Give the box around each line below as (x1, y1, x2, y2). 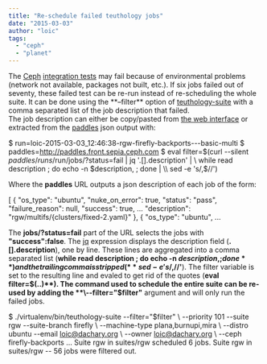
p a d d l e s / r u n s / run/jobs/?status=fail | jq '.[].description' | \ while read (8, 155, 233, 165)
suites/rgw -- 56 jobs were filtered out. (8, 346, 137, 355)
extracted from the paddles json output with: (8, 122, 156, 132)
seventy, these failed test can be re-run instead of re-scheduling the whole (8, 89, 257, 97)
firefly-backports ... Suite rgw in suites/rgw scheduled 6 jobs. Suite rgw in (8, 337, 253, 347)
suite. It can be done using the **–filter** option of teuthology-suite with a (8, 97, 253, 106)
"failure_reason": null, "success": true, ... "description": (8, 204, 191, 213)
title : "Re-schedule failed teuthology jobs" (8, 11, 163, 20)
